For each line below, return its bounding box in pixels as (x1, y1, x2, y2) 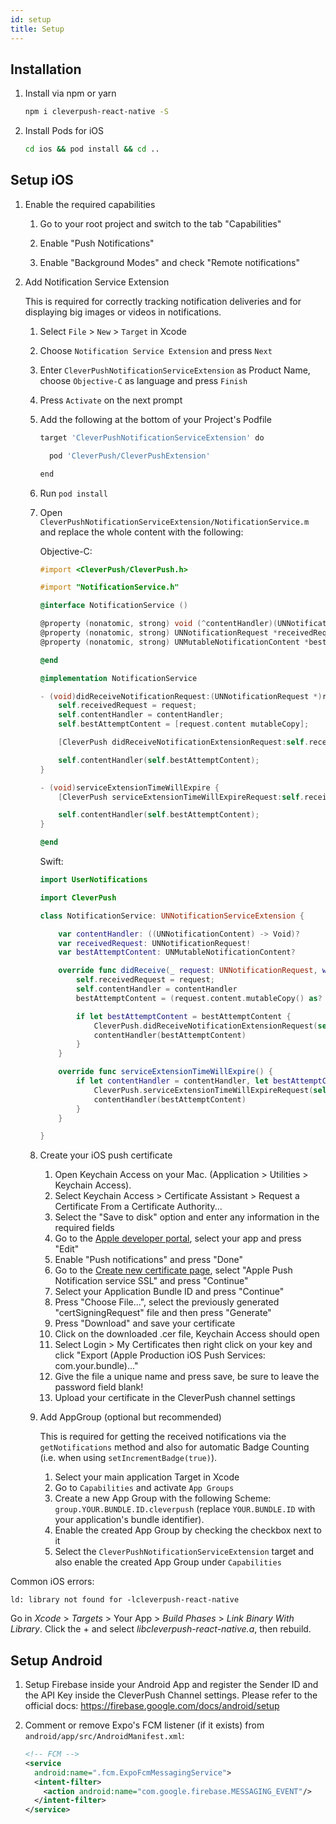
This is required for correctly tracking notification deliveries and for (24, 295, 302, 307)
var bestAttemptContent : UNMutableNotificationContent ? (58, 947, 296, 958)
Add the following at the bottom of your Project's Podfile (39, 413, 272, 425)
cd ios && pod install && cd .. (24, 144, 160, 155)
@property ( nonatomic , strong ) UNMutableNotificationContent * (39, 637, 310, 647)
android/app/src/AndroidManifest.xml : (24, 1730, 185, 1742)
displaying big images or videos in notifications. (24, 306, 222, 318)
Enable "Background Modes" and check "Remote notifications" (39, 256, 300, 268)
